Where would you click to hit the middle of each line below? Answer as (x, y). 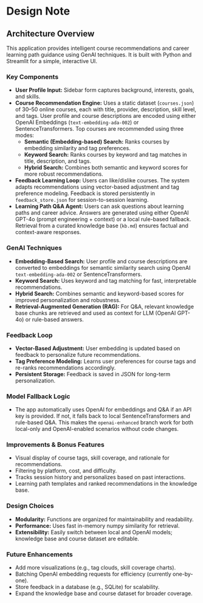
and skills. (28, 97)
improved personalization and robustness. (68, 300)
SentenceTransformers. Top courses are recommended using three (99, 129)
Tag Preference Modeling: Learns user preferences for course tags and (105, 361)
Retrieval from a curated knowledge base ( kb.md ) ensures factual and (101, 226)
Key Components (33, 77)
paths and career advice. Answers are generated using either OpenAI (102, 213)
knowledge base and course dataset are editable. (77, 539)
